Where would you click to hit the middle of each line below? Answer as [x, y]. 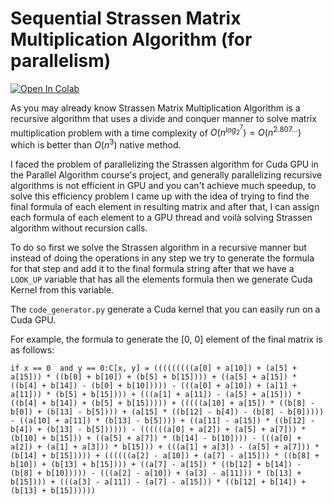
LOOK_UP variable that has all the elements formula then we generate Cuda [161, 279]
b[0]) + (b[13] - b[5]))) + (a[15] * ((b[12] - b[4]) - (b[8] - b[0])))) [167, 412]
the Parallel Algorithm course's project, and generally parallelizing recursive [166, 175]
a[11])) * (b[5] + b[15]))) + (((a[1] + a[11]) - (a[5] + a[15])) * [156, 395]
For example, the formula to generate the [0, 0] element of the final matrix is [166, 339]
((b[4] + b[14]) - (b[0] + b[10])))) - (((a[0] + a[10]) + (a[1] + [154, 386]
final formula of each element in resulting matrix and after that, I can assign [165, 207]
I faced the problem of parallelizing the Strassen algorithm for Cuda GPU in [164, 164]
